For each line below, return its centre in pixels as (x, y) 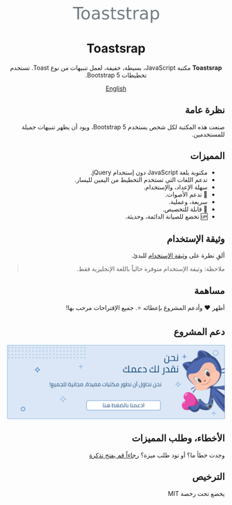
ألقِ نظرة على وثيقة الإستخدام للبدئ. (178, 255)
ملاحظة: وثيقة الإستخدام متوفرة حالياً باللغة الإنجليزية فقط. (151, 269)
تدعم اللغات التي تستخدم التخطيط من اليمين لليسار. (141, 180)
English (116, 88)
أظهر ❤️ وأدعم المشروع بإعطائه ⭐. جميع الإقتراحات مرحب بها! (145, 307)
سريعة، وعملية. (188, 202)
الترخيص (209, 477)
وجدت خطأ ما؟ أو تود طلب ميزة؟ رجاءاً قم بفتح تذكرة (157, 455)
